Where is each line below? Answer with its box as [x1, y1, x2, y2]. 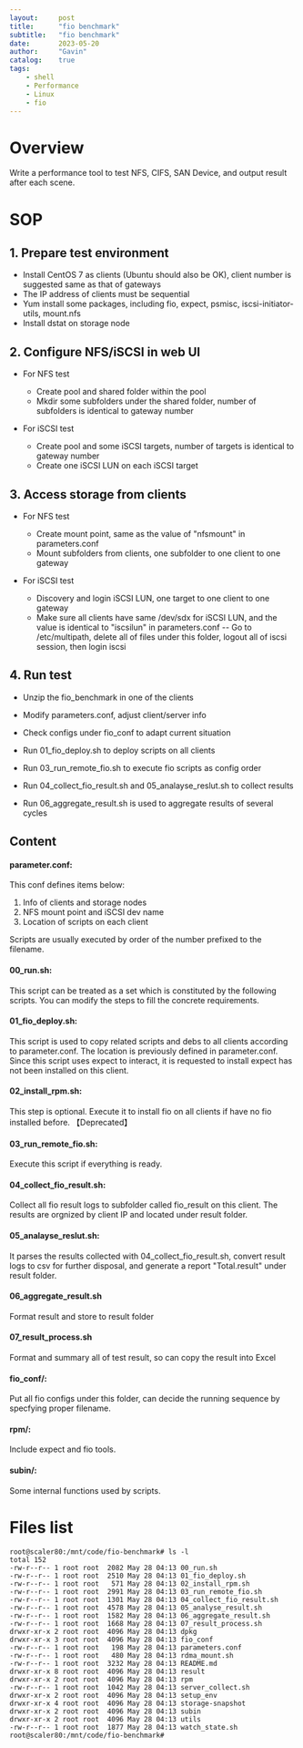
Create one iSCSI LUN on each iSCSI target [35, 460, 198, 471]
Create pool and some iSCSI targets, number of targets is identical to [35, 441, 295, 452]
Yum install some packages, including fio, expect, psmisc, [22, 298, 240, 310]
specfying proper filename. [9, 1403, 112, 1414]
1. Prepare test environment [9, 245, 170, 261]
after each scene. [9, 177, 76, 188]
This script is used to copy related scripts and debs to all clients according [9, 1035, 288, 1046]
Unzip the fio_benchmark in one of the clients [22, 692, 194, 703]
